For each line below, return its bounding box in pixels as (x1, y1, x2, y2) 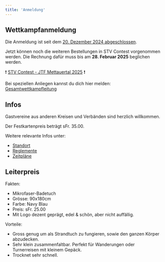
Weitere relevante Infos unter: (5, 133, 66, 139)
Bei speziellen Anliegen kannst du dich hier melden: (5, 81, 111, 87)
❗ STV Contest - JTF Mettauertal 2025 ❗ (5, 69, 85, 75)
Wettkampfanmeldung (5, 26, 77, 34)
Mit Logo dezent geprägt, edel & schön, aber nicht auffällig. (12, 212, 134, 218)
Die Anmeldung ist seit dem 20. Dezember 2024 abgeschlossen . (5, 39, 138, 45)
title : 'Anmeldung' (5, 7, 46, 12)
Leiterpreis (5, 167, 40, 176)
